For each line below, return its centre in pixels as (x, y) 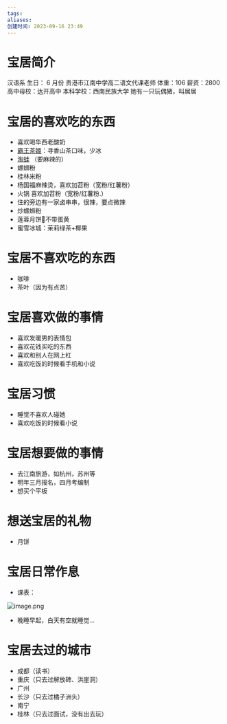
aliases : (20, 20)
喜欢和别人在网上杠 (44, 355)
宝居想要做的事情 (56, 453)
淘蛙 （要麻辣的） (42, 160)
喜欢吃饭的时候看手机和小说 (56, 364)
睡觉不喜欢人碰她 (41, 415)
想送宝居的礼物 (49, 522)
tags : (15, 13)
